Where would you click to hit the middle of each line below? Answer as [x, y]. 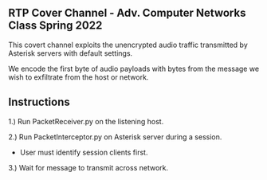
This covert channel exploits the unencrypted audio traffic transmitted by [128, 45]
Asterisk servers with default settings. [71, 53]
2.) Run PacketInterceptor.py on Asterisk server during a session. [115, 137]
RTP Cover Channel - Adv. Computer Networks [127, 13]
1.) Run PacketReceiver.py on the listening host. [86, 121]
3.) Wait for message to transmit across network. [88, 167]
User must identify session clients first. [84, 152]
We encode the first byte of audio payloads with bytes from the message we [134, 68]
